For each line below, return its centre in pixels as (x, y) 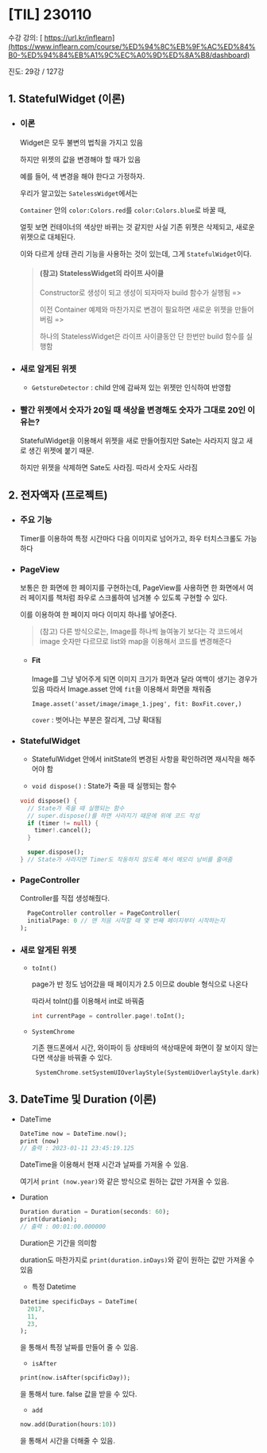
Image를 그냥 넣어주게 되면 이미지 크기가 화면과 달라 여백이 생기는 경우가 (145, 679)
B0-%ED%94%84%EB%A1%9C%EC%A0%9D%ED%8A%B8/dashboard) (129, 55)
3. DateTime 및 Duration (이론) (83, 1100)
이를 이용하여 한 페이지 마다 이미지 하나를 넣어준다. (98, 614)
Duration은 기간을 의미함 (58, 1242)
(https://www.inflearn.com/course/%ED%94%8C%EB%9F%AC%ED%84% (132, 46)
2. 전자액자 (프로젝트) (58, 495)
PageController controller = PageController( (104, 913)
